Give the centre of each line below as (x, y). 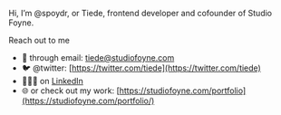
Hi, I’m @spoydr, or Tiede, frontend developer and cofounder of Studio (140, 13)
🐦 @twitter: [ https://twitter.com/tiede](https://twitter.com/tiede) (141, 68)
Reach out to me (39, 40)
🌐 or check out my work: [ (70, 91)
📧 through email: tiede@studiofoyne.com (98, 57)
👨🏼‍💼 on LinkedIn (52, 81)
